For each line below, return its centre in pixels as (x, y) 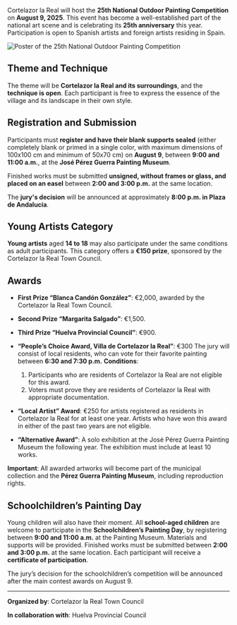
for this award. (49, 382)
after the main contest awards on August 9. (70, 581)
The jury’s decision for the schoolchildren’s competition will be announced (115, 574)
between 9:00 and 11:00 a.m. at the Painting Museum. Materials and (107, 538)
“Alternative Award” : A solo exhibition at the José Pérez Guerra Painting (123, 439)
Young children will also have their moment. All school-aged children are (114, 523)
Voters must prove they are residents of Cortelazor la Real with (119, 390)
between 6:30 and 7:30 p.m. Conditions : (78, 361)
